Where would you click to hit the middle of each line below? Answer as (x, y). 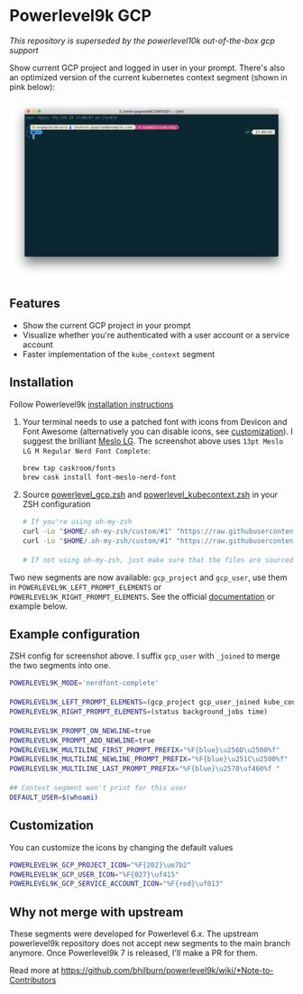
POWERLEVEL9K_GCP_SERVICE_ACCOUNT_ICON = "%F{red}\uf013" (116, 884)
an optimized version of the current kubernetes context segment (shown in (149, 77)
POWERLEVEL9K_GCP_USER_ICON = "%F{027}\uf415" (94, 874)
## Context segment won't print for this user (98, 788)
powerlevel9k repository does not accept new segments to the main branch (150, 943)
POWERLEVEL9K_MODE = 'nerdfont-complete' (84, 683)
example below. (38, 606)
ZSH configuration (56, 504)
